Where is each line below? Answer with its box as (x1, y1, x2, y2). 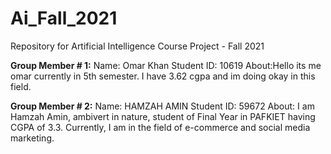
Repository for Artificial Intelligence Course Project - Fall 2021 (10, 40, 265, 52)
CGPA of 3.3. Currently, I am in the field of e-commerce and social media (10, 121, 311, 133)
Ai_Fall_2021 (10, 7, 118, 30)
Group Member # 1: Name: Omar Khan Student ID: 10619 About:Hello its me (10, 59, 322, 71)
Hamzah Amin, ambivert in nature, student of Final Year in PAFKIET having (10, 110, 316, 122)
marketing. (10, 132, 55, 144)
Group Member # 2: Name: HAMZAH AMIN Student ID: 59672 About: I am (10, 100, 315, 112)
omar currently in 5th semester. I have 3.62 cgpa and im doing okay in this (10, 70, 316, 82)
